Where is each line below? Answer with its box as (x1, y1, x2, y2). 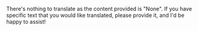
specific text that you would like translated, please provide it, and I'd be (6, 12, 185, 19)
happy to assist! (6, 18, 46, 25)
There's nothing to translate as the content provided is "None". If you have (6, 5, 193, 12)
